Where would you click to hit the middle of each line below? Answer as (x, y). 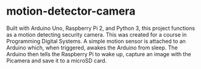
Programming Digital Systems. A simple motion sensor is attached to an (96, 41)
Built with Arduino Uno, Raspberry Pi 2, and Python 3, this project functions (101, 28)
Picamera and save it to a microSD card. (57, 60)
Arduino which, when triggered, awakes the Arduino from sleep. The (92, 48)
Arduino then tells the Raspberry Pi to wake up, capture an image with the (99, 54)
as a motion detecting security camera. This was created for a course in (97, 34)
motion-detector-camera (71, 11)
